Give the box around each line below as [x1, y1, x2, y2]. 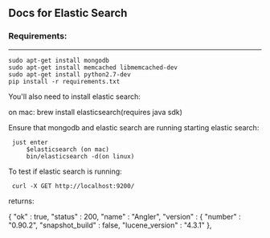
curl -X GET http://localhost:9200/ [11, 182, 135, 190]
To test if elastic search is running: [8, 166, 122, 176]
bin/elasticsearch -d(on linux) [26, 152, 135, 160]
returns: [8, 196, 35, 206]
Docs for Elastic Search [8, 6, 128, 20]
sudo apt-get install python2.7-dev [8, 70, 131, 79]
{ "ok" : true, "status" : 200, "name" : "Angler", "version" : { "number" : [8, 211, 241, 221]
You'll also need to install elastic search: [8, 92, 141, 101]
